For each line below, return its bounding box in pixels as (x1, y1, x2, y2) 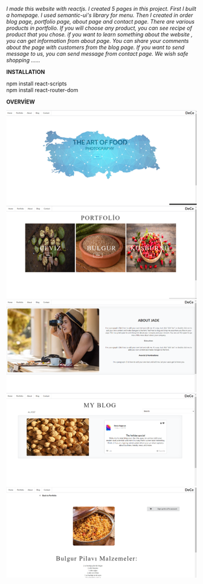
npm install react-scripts (6, 80, 67, 87)
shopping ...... (6, 57, 40, 64)
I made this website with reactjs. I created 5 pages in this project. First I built (6, 5, 196, 12)
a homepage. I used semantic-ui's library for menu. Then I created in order (6, 11, 193, 19)
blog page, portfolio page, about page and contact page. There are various (6, 18, 195, 25)
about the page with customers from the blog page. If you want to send (6, 44, 185, 51)
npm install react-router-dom (6, 87, 79, 93)
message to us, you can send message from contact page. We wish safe (6, 50, 188, 57)
